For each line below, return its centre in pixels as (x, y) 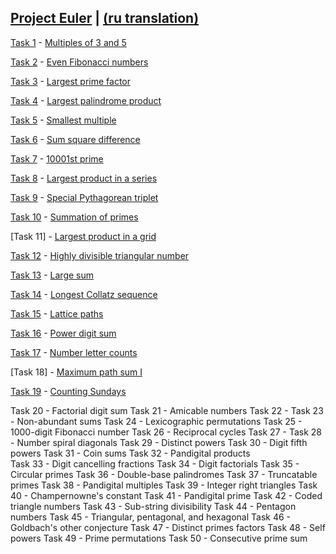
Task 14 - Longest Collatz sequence (84, 294)
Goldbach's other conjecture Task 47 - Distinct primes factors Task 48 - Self (168, 527)
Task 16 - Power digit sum (63, 333)
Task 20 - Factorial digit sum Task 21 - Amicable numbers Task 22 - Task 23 (167, 410)
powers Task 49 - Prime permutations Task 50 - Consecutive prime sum (159, 538)
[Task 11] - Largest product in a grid (83, 236)
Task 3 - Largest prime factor (70, 81)
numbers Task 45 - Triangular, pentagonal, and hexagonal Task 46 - (151, 517)
